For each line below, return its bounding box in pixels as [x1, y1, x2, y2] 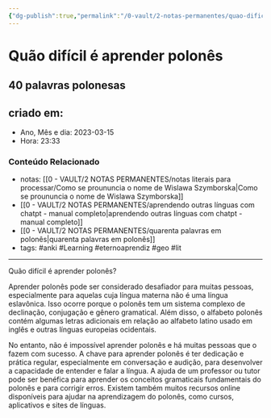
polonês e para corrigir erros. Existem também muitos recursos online [8, 383, 240, 393]
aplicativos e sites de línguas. [8, 400, 106, 410]
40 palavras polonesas [8, 78, 127, 93]
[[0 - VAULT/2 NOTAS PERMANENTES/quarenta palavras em [19, 226, 222, 236]
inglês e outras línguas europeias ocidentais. [8, 324, 157, 335]
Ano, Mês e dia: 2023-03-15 [19, 127, 115, 137]
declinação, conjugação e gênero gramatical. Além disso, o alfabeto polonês [8, 307, 263, 317]
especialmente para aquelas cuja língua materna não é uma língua [8, 291, 228, 300]
